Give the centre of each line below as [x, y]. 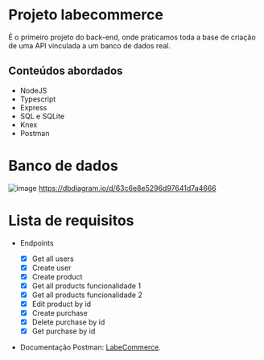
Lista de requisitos [71, 220]
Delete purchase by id [68, 322]
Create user [52, 267]
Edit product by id [61, 304]
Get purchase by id [64, 331]
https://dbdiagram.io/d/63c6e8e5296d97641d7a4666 [128, 188]
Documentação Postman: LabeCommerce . [90, 347]
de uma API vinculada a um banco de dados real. [90, 45]
